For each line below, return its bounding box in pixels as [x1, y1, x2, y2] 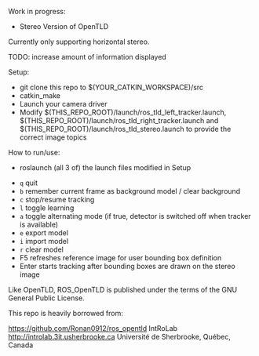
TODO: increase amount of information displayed [8, 53, 166, 61]
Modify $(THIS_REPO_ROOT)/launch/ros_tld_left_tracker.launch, [19, 107, 227, 117]
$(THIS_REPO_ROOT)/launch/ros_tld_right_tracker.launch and [19, 116, 219, 125]
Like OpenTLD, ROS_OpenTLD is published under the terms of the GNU [8, 285, 238, 294]
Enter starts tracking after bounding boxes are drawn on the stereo [19, 262, 235, 271]
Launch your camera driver [19, 100, 108, 108]
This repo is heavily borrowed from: [8, 309, 124, 318]
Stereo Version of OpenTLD [19, 22, 109, 31]
